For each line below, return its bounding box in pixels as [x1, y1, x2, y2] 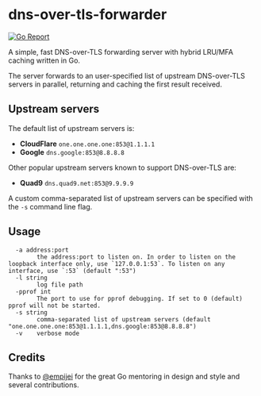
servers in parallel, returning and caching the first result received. [8, 79, 222, 89]
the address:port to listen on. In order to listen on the [36, 252, 236, 261]
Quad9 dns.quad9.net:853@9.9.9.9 [19, 178, 134, 187]
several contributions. [8, 380, 79, 390]
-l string [15, 274, 48, 282]
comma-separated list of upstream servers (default [36, 315, 212, 323]
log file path [36, 280, 83, 289]
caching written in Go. [8, 56, 81, 65]
